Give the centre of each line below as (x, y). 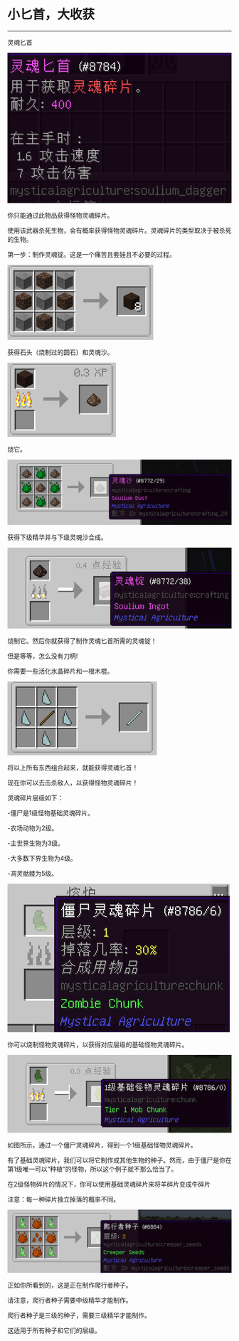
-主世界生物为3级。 (36, 843)
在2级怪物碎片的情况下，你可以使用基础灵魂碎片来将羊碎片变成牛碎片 (109, 1184)
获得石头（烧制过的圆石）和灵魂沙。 (60, 352)
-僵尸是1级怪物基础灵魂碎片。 (51, 813)
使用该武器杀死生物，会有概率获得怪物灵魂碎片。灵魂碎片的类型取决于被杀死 (119, 230)
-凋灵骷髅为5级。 (33, 874)
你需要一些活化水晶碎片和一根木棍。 (60, 671)
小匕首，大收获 (51, 15)
